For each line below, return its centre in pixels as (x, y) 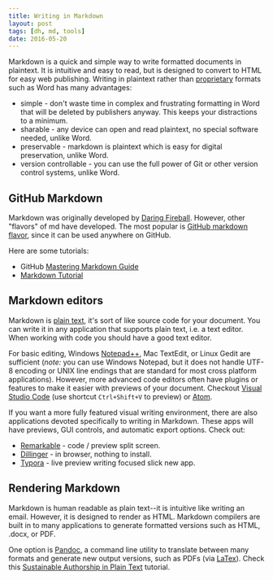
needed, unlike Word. (56, 138)
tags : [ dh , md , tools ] (47, 31)
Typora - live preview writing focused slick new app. (108, 462)
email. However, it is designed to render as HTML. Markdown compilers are (134, 517)
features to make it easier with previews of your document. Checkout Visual (135, 388)
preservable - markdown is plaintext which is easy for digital (121, 146)
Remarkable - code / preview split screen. (90, 445)
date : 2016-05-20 (38, 39)
